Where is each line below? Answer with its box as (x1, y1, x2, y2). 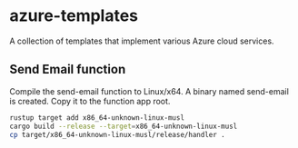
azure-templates (9, 5, 139, 26)
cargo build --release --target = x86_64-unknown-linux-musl (9, 122, 238, 131)
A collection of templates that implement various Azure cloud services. (9, 35, 274, 46)
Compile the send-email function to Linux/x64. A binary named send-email (9, 85, 289, 96)
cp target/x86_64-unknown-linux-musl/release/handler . (9, 130, 225, 139)
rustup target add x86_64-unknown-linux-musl (9, 113, 184, 123)
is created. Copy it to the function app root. (9, 95, 171, 106)
